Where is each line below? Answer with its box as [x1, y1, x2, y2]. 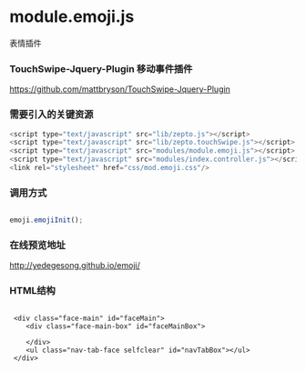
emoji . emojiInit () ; [9, 216, 84, 225]
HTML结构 [9, 285, 56, 297]
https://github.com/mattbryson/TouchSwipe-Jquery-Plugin [9, 84, 230, 95]
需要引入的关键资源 [9, 108, 94, 121]
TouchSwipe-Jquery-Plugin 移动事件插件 [9, 62, 193, 75]
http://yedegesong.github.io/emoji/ [9, 260, 141, 271]
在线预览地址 [9, 239, 66, 251]
